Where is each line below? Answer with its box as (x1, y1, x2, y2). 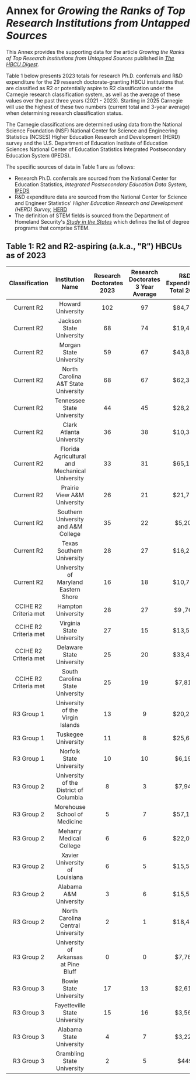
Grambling (55, 1050, 85, 1058)
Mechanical (54, 467, 86, 475)
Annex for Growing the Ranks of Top (6, 4, 185, 18)
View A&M (55, 491, 85, 499)
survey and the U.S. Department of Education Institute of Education (6, 139, 168, 146)
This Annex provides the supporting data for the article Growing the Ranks (6, 48, 185, 55)
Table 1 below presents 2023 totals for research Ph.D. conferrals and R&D (6, 72, 183, 79)
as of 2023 (6, 251, 47, 261)
